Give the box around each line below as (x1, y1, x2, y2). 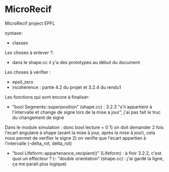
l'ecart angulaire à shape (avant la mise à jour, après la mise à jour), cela (5, 130, 155, 136)
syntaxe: (5, 30, 23, 36)
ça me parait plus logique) (12, 160, 67, 167)
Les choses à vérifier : (5, 69, 51, 75)
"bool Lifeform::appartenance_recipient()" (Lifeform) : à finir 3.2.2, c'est (12, 150, 161, 156)
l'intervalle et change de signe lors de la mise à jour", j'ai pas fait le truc (12, 109, 161, 115)
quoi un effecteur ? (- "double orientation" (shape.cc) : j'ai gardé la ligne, (12, 155, 164, 161)
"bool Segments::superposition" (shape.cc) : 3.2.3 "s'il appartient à (12, 103, 152, 109)
